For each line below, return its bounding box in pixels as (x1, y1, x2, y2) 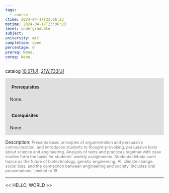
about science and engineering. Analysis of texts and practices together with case (5, 150, 161, 155)
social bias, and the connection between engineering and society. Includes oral (5, 164, 155, 169)
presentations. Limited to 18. (5, 168, 59, 174)
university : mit (5, 36, 39, 41)
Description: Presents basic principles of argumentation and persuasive (5, 139, 143, 146)
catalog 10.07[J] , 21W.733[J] (5, 68, 64, 74)
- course (10, 12, 28, 17)
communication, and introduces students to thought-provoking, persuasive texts (5, 144, 157, 150)
